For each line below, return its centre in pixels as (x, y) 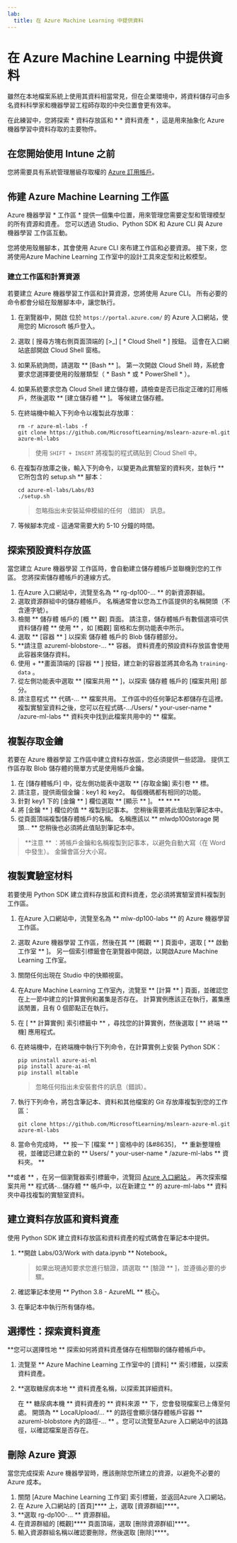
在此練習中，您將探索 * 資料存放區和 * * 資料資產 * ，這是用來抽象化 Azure (116, 120)
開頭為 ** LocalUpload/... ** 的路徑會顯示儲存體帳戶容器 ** (117, 1413)
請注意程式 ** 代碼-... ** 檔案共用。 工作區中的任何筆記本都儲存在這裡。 (122, 699)
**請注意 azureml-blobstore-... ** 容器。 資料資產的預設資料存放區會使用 (123, 646)
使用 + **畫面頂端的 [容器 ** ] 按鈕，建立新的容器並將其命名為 (108, 663)
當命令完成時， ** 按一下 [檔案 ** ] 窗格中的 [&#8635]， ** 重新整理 (116, 1144)
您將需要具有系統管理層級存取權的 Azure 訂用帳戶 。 (83, 172)
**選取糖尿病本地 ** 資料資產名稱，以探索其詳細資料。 (97, 1388)
